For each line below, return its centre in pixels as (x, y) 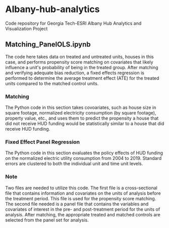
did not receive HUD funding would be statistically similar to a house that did (85, 124)
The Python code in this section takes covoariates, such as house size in (81, 107)
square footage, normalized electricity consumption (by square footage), (81, 113)
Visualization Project (26, 28)
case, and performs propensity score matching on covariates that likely (79, 62)
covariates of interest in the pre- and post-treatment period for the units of (83, 209)
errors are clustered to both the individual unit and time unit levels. (74, 164)
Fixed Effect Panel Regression (43, 142)
